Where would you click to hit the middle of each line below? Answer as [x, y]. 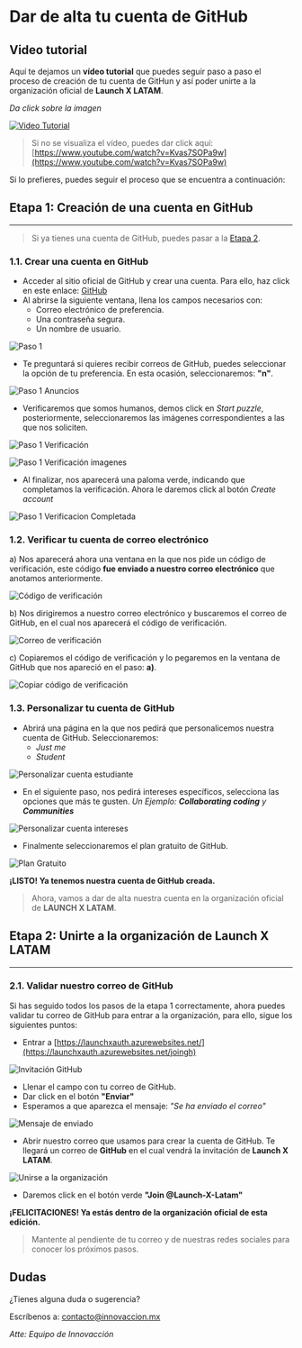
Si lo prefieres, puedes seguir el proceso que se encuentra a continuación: [147, 179]
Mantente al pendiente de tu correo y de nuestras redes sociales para [160, 1239]
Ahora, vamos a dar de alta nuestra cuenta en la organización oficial [158, 897]
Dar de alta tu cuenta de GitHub [129, 17]
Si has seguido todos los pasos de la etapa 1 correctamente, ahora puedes [147, 1006]
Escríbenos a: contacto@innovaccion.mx [85, 1316]
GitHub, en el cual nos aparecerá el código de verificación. [118, 623]
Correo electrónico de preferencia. [100, 310]
